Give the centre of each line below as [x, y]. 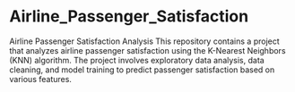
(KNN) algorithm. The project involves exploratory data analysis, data [137, 60]
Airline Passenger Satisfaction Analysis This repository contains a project [144, 41]
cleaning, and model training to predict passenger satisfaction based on [142, 70]
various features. [40, 79]
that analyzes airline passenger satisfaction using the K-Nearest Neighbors [147, 50]
